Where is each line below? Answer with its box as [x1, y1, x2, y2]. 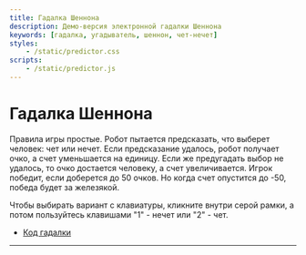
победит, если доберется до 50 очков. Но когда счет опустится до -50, [9, 172, 287, 183]
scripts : [9, 56, 43, 65]
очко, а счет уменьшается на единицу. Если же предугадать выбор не [9, 152, 284, 164]
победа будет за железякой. [9, 181, 120, 192]
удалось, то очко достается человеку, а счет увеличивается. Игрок [9, 162, 273, 173]
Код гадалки [22, 227, 71, 238]
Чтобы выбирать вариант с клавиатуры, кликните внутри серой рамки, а [9, 199, 294, 210]
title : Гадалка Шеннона [9, 13, 100, 23]
